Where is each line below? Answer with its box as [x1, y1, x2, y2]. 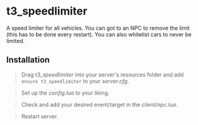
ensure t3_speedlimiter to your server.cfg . [21, 77, 129, 84]
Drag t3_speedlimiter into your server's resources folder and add [21, 71, 184, 78]
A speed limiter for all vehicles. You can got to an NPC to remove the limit [6, 24, 190, 32]
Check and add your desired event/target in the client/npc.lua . [21, 101, 178, 108]
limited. [6, 37, 25, 44]
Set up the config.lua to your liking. [21, 89, 110, 96]
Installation [6, 55, 50, 65]
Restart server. [21, 112, 58, 120]
